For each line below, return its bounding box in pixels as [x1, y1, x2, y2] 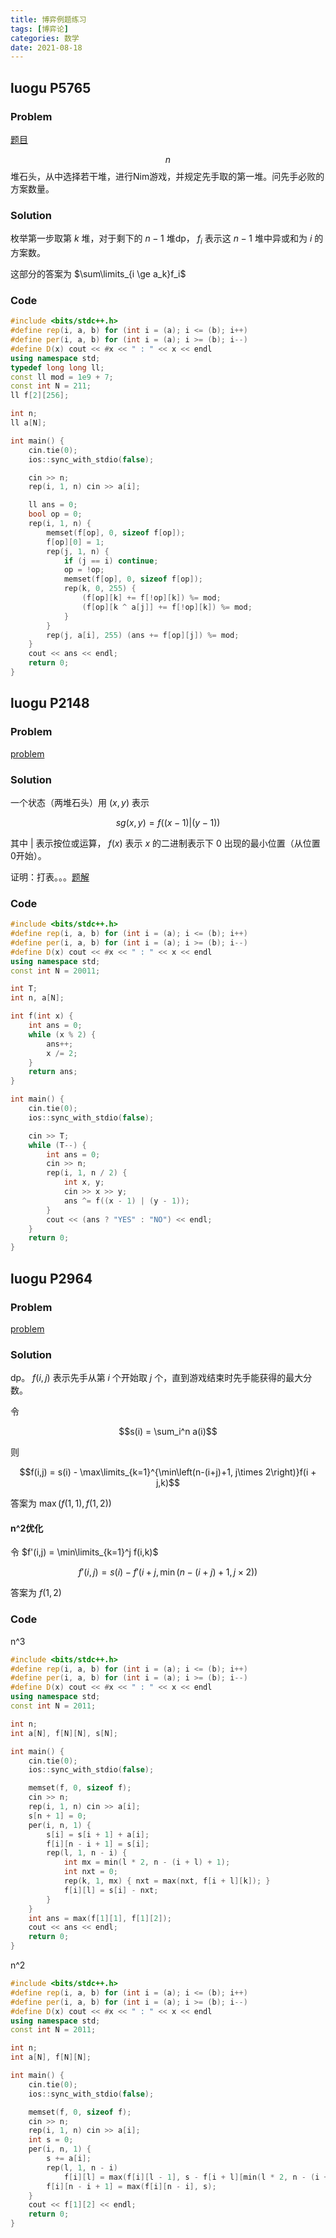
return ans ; [28, 1067, 78, 1077]
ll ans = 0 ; [28, 500, 78, 510]
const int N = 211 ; [10, 381, 92, 391]
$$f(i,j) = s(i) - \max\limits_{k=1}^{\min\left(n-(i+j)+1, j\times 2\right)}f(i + [19, 1466, 317, 1478]
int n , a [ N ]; [10, 993, 65, 1003]
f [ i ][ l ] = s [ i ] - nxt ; [63, 1885, 159, 1895]
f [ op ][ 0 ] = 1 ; [46, 537, 105, 547]
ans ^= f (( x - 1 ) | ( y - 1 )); [63, 1196, 190, 1206]
